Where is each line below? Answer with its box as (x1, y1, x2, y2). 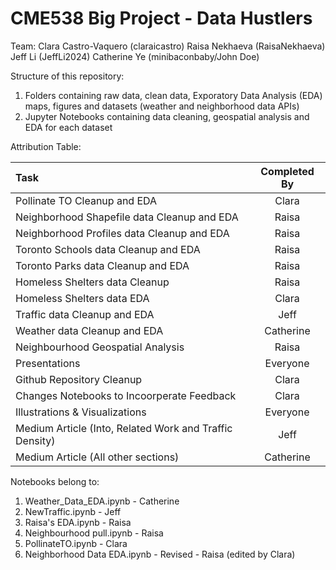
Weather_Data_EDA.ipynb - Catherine (24, 495, 180, 507)
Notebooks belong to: (10, 475, 100, 487)
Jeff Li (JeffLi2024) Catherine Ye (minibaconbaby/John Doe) (10, 50, 260, 62)
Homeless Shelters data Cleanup (15, 275, 170, 289)
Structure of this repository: (10, 70, 125, 82)
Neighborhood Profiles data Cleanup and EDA (15, 226, 230, 240)
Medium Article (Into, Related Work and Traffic (15, 421, 233, 435)
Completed (260, 164, 315, 178)
